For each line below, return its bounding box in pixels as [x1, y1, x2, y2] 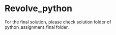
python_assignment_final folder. [4, 24, 69, 30]
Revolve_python [4, 3, 72, 14]
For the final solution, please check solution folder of [4, 19, 112, 25]
